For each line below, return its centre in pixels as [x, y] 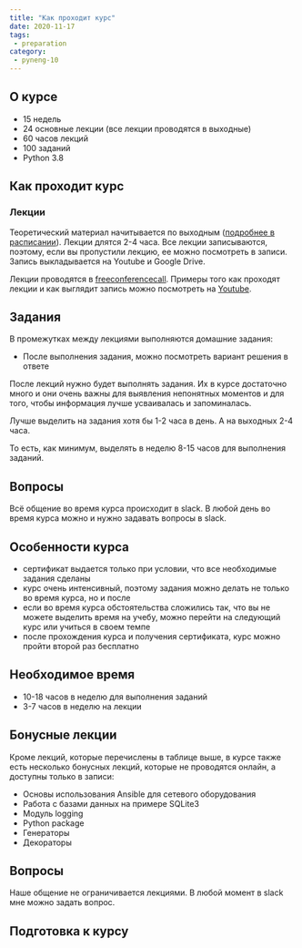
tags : [20, 35]
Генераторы [46, 832]
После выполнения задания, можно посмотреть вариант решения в [155, 357]
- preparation [40, 43]
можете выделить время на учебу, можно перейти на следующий [151, 617]
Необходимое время [72, 675]
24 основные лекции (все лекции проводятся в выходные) [137, 128]
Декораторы [47, 842]
